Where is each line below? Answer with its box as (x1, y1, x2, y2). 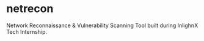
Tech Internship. (6, 28, 48, 35)
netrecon (6, 2, 54, 16)
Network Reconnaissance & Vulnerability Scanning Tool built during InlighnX (6, 22, 199, 29)
